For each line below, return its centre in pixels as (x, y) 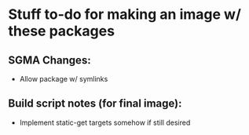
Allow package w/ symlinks (64, 79)
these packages (62, 31)
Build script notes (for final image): (95, 104)
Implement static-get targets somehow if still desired (105, 122)
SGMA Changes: (50, 60)
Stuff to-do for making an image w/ (125, 15)
